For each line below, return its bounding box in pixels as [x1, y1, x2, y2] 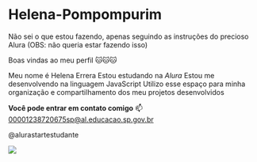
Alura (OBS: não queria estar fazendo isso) [8, 40, 148, 49]
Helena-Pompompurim [8, 6, 163, 24]
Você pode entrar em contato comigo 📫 [8, 103, 143, 112]
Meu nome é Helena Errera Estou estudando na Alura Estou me [8, 70, 215, 80]
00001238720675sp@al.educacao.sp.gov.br [8, 115, 154, 124]
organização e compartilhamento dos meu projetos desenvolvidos [8, 87, 224, 96]
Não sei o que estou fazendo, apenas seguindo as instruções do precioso [8, 32, 249, 41]
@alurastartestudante [8, 130, 79, 139]
